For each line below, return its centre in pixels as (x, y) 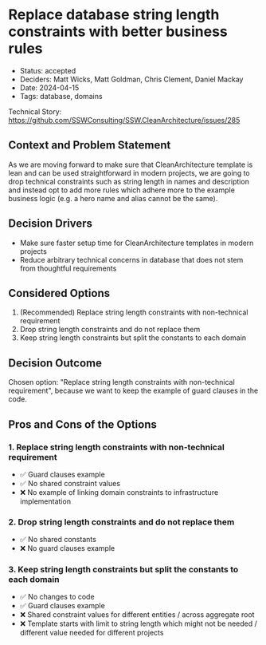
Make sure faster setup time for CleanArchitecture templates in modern (137, 243)
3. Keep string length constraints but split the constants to (123, 570)
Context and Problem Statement (90, 145)
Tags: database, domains (61, 96)
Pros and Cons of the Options (82, 424)
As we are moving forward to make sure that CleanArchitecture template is (131, 164)
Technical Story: (35, 111)
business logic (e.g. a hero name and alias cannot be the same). (113, 198)
